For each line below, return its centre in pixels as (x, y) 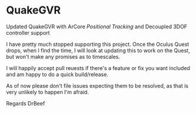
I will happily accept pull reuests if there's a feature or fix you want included (98, 68)
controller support (28, 32)
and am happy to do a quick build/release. (57, 74)
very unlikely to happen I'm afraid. (48, 92)
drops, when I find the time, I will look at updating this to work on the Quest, (98, 50)
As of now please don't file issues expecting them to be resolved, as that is (97, 85)
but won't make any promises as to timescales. (63, 56)
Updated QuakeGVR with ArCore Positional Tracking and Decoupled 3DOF (97, 26)
